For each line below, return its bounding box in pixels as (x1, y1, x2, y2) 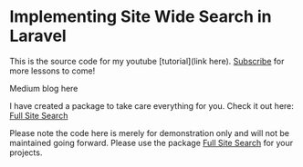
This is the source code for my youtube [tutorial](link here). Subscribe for (9, 55, 285, 66)
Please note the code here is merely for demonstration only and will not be (9, 127, 290, 138)
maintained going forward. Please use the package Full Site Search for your (9, 137, 294, 148)
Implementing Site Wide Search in (9, 6, 272, 27)
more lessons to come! (9, 65, 96, 76)
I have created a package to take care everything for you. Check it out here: (9, 100, 295, 111)
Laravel (9, 25, 67, 46)
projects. (9, 147, 43, 158)
